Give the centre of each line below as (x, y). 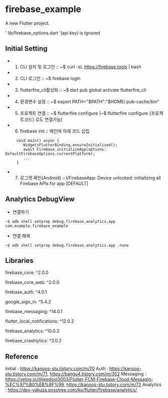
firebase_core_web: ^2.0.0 (32, 283)
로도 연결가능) (49, 119)
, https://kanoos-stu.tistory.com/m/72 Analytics (113, 384)
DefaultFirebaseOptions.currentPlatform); (50, 154)
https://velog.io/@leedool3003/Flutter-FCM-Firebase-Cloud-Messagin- (79, 379)
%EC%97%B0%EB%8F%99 (35, 384)
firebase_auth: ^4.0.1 (26, 292)
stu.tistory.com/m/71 (26, 374)
